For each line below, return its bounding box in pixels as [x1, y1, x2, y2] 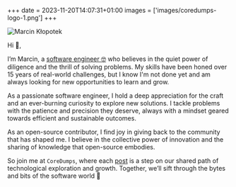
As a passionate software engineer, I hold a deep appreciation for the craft [7, 91, 224, 100]
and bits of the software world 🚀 [7, 171, 101, 180]
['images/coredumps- [153, 6, 217, 14]
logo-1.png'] [7, 13, 43, 22]
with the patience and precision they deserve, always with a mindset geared [7, 106, 230, 115]
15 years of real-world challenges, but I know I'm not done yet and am [7, 70, 211, 79]
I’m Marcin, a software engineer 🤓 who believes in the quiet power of [7, 55, 208, 63]
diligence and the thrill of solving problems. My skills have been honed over [7, 63, 228, 71]
